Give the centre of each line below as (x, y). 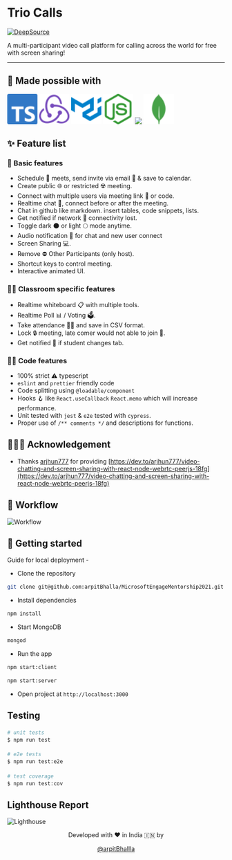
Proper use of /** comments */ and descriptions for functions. (105, 423)
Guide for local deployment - (48, 560)
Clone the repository (46, 574)
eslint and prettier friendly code (66, 383)
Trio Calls (35, 13)
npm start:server (32, 680)
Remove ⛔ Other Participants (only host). (76, 254)
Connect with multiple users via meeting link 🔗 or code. (96, 196)
